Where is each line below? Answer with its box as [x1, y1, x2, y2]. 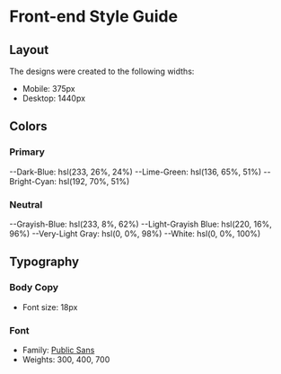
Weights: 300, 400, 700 [22, 353, 110, 365]
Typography [9, 254, 79, 270]
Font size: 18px [22, 301, 78, 312]
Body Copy [9, 281, 59, 294]
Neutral [9, 198, 43, 210]
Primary [9, 146, 45, 158]
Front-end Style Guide [9, 6, 178, 27]
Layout [9, 42, 49, 58]
